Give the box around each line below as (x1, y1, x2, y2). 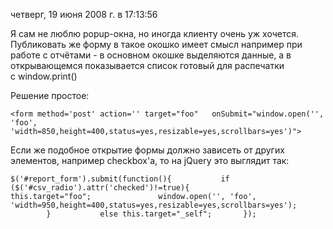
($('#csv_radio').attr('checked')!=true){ (10, 183, 190, 193)
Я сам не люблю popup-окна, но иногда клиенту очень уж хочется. (10, 28, 300, 39)
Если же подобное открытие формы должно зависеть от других (10, 144, 285, 156)
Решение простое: (10, 90, 90, 101)
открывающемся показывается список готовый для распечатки (10, 60, 285, 71)
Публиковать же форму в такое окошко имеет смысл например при (10, 39, 303, 50)
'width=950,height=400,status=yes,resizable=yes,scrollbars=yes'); (10, 200, 298, 210)
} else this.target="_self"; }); (46, 209, 257, 219)
